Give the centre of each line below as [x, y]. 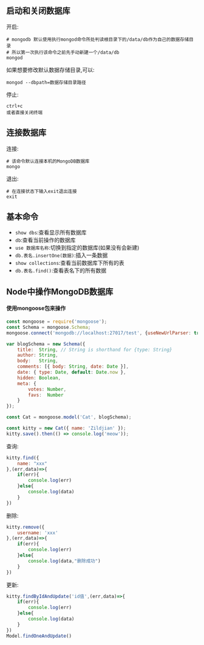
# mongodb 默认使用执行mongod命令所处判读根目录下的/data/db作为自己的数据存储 [98, 39]
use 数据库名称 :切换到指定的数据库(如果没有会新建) [77, 248]
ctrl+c [15, 106]
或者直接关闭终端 [25, 112]
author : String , [38, 355]
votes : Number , [47, 389]
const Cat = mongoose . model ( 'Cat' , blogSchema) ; [69, 417]
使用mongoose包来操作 [36, 308]
